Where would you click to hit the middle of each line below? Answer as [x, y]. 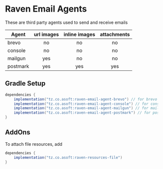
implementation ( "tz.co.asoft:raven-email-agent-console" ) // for [81, 104]
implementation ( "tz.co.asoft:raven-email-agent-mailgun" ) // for [81, 108]
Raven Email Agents [46, 9]
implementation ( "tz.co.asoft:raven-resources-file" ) [68, 157]
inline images [80, 34]
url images [46, 34]
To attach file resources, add [34, 144]
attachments [115, 34]
